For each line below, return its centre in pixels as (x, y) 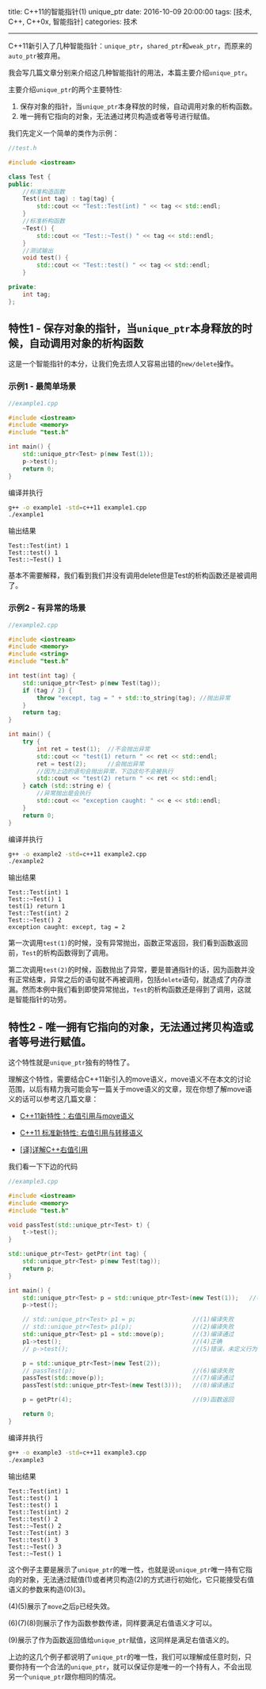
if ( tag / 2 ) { (47, 690)
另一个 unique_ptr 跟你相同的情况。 (64, 1676)
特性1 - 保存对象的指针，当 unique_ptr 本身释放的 (125, 329)
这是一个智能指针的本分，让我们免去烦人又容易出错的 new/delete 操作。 (123, 364)
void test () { (46, 258)
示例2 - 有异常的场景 (47, 608)
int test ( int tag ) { (42, 676)
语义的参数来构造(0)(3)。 (49, 1589)
